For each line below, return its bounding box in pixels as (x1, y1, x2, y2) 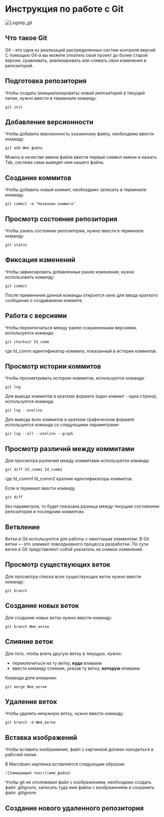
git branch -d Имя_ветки (5, 720, 56, 725)
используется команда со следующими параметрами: (5, 422, 120, 428)
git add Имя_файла (5, 146, 43, 151)
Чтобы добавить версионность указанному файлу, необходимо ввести (5, 131, 154, 137)
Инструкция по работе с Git (5, 3, 124, 15)
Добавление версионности (5, 118, 94, 126)
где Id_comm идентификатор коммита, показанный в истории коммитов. (5, 348, 158, 354)
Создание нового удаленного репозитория (5, 804, 144, 812)
